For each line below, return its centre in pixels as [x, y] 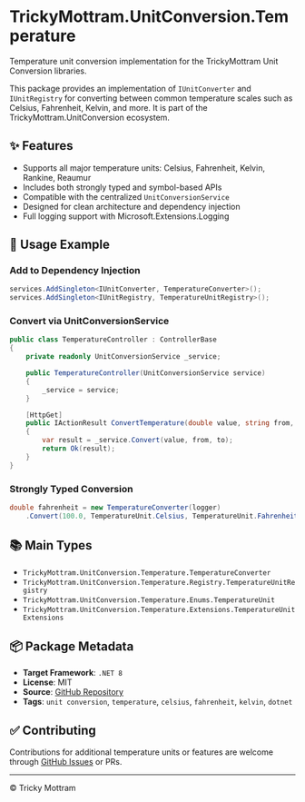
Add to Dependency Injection [75, 271]
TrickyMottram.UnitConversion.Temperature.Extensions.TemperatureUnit [159, 609]
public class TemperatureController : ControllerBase [113, 340]
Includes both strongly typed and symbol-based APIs [122, 187]
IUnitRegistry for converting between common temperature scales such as [151, 98]
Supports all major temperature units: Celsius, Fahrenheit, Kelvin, [144, 168]
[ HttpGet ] [44, 415]
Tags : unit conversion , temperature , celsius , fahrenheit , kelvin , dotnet [157, 702]
